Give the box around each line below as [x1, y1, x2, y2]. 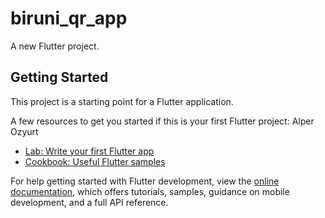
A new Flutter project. [10, 40, 100, 52]
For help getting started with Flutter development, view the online [10, 175, 280, 187]
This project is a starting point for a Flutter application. [10, 95, 234, 107]
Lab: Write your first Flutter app [24, 145, 155, 157]
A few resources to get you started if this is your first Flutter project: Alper [10, 115, 315, 127]
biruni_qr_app [10, 7, 128, 30]
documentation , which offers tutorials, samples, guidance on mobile [10, 185, 290, 197]
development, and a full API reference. [10, 196, 169, 208]
